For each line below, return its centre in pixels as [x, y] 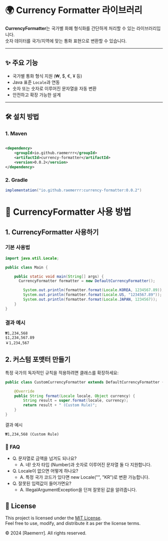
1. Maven [16, 133]
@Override [24, 391]
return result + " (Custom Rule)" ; [60, 405]
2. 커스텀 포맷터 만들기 [38, 360]
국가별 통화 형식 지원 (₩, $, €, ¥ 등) [47, 76]
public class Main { [27, 267]
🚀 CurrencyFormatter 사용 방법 [68, 212]
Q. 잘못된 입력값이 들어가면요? [42, 484]
